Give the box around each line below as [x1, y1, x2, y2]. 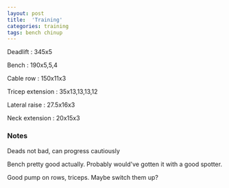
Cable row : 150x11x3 [7, 75, 67, 83]
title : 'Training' [7, 16, 63, 23]
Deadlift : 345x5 [7, 48, 53, 56]
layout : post [7, 10, 45, 17]
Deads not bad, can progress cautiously [7, 146, 120, 155]
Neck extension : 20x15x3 [7, 114, 80, 122]
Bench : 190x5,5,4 [7, 61, 58, 69]
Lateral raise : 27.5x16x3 [7, 100, 75, 109]
